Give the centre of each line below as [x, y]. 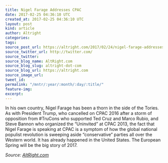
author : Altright [23, 33]
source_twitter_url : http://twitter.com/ [49, 52]
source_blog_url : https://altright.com [47, 71]
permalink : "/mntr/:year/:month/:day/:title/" [54, 84]
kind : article [20, 29]
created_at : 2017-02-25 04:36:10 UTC [44, 19]
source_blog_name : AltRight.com [39, 61]
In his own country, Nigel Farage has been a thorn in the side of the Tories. [82, 108]
